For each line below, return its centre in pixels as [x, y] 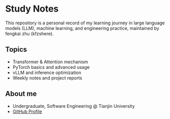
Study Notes [32, 9]
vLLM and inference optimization [47, 72]
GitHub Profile [27, 111]
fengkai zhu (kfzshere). [30, 33]
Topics [16, 49]
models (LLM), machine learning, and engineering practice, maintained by [82, 28]
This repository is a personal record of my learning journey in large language [85, 23]
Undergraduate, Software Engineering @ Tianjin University [74, 106]
